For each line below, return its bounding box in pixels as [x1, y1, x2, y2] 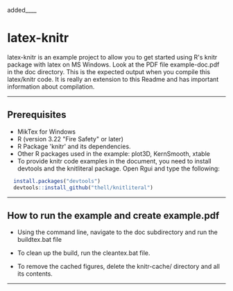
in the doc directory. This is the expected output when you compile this [7, 67, 210, 76]
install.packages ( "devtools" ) [13, 177, 101, 184]
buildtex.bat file [17, 236, 62, 244]
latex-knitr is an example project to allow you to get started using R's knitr [7, 53, 218, 61]
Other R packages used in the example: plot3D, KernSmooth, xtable [17, 149, 210, 158]
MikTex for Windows [17, 127, 76, 136]
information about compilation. [7, 82, 95, 91]
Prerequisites [7, 109, 67, 121]
